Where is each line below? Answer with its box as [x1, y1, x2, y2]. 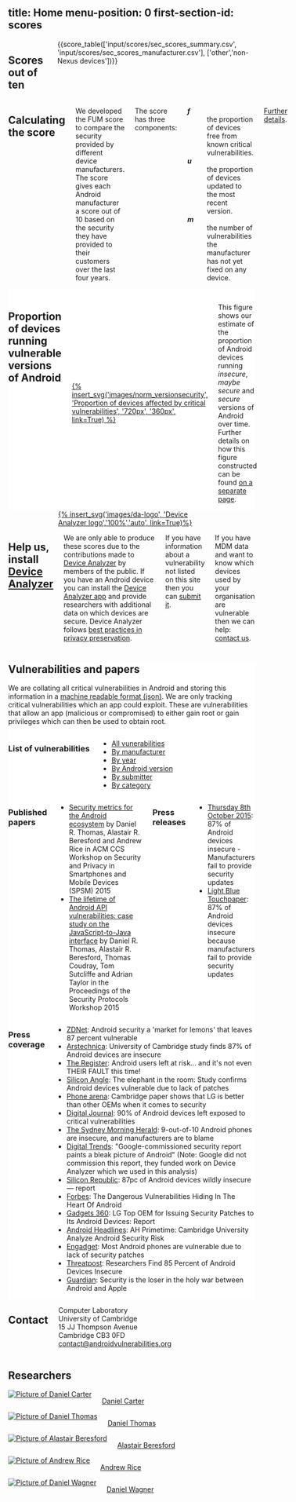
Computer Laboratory [58, 1306, 128, 1315]
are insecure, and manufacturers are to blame [66, 1134, 214, 1143]
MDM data [215, 541, 249, 550]
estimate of [218, 319, 254, 328]
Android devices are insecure [66, 1050, 162, 1059]
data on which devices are [63, 608, 149, 617]
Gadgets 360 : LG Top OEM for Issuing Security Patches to [66, 1208, 254, 1218]
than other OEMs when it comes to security [66, 1100, 207, 1109]
